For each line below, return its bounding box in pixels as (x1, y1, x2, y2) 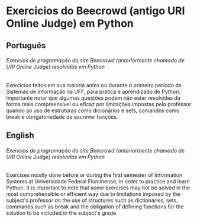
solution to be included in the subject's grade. (6, 210, 118, 217)
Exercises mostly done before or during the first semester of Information (6, 172, 183, 179)
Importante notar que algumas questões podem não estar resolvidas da (6, 94, 180, 102)
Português (6, 40, 46, 50)
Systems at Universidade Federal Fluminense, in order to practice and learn (6, 178, 190, 185)
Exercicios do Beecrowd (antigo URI (6, 4, 185, 18)
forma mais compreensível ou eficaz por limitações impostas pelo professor (6, 100, 191, 107)
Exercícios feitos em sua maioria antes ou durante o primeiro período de (6, 81, 182, 88)
